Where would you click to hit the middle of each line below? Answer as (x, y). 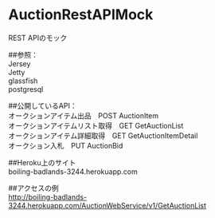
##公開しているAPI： (43, 105)
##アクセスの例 (34, 188)
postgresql (26, 89)
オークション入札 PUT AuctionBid (66, 145)
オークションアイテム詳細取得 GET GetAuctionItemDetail (103, 135)
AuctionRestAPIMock (81, 15)
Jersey (20, 63)
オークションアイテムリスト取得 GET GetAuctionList (96, 125)
